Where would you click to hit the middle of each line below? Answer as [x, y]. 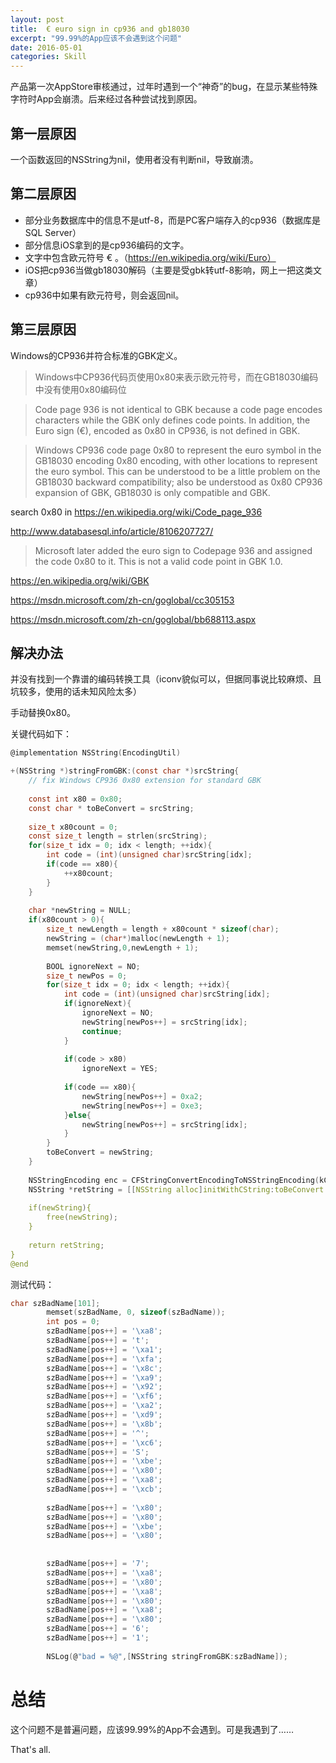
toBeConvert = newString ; [100, 1152]
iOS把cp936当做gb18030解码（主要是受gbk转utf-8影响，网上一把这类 [169, 270]
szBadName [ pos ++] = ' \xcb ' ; [104, 1489]
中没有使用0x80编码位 [80, 389]
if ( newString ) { [60, 1208]
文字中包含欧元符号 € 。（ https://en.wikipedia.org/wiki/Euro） [150, 257]
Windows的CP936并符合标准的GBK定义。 [96, 355]
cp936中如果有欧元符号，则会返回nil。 [104, 295]
